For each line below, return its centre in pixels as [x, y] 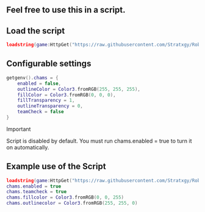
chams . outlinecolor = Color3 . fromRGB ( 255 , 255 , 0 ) [72, 203]
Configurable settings [49, 64]
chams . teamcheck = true [37, 192]
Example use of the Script [56, 167]
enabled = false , [39, 83]
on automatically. [28, 147]
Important [19, 129]
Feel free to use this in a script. [66, 10]
